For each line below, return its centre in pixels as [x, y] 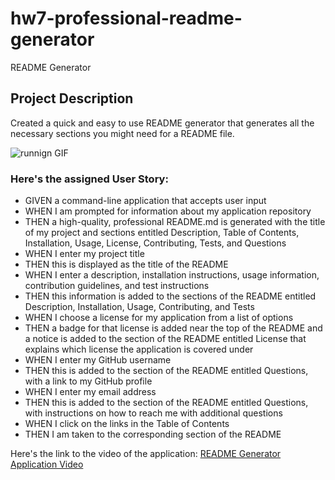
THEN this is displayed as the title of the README [126, 264]
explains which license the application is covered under [139, 349]
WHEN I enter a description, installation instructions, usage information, [172, 275]
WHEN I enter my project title [84, 254]
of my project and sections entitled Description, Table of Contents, [162, 233]
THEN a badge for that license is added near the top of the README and [173, 328]
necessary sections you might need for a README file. [122, 133]
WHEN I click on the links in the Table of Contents [127, 424]
